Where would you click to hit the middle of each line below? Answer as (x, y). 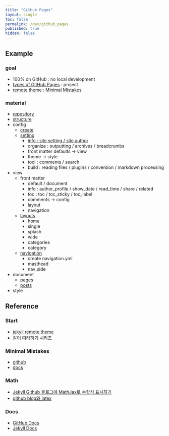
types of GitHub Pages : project (45, 84)
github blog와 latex (32, 398)
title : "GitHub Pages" (29, 10)
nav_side (37, 269)
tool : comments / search (53, 162)
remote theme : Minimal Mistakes (47, 90)
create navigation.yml (50, 258)
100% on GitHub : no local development (54, 79)
